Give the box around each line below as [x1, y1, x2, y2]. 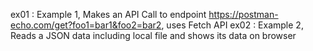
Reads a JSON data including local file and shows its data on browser [10, 30, 297, 41]
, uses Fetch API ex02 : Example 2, [161, 19, 304, 31]
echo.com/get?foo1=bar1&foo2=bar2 [10, 19, 162, 31]
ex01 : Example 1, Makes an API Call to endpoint [10, 9, 207, 20]
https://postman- [208, 9, 279, 20]
